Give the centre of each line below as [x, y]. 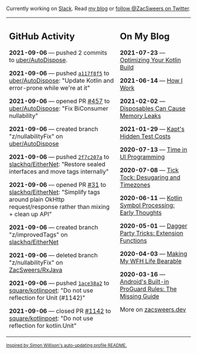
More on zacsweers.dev [153, 309]
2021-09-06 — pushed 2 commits [58, 52]
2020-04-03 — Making [154, 254]
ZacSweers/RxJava [36, 269]
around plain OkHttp [37, 199]
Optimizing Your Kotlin [150, 60]
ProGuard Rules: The [148, 289]
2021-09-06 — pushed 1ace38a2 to [59, 283]
